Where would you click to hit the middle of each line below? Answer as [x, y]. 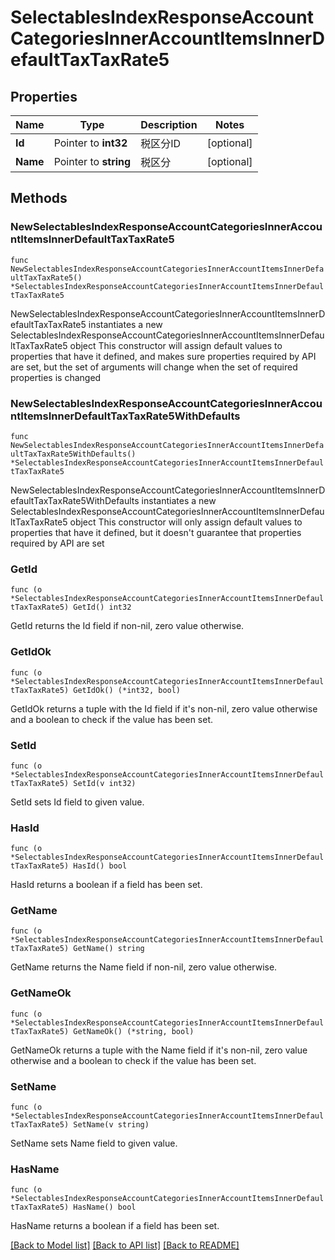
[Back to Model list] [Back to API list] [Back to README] [125, 1245]
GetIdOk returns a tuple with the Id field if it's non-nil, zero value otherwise [164, 708]
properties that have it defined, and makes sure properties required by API [163, 356]
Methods [39, 198]
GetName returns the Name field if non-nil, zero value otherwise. [144, 967]
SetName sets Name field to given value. [94, 1143]
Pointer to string [92, 161]
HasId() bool [100, 866]
